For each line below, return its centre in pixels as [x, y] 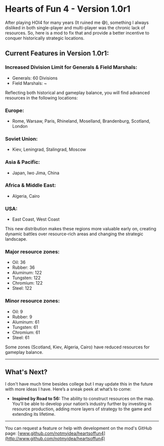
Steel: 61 [21, 337]
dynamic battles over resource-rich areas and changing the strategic [74, 234]
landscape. [16, 239]
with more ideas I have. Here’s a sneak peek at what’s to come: [68, 389]
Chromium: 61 [26, 332]
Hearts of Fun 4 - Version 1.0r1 [68, 9]
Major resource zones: [32, 252]
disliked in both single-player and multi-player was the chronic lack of [75, 27]
